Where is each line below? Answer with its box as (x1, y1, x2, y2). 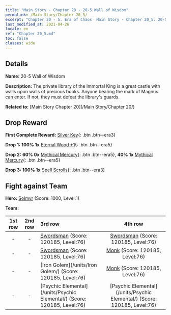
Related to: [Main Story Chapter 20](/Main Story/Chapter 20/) (5, 103, 135, 110)
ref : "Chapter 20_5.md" (5, 31, 56, 36)
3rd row (40, 220, 60, 227)
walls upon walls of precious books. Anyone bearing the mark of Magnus (5, 88, 159, 94)
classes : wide (5, 41, 36, 46)
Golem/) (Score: (40, 268, 79, 275)
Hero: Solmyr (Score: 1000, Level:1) (5, 195, 80, 201)
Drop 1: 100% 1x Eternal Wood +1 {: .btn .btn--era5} (5, 142, 112, 148)
